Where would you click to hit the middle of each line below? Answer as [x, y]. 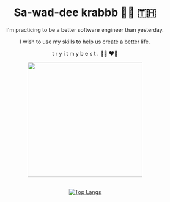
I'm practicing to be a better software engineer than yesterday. [85, 29]
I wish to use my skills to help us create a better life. [85, 42]
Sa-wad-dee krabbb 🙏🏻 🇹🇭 [85, 13]
